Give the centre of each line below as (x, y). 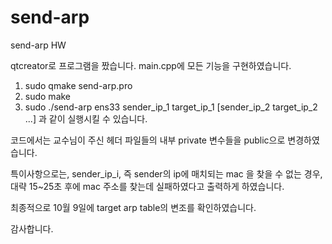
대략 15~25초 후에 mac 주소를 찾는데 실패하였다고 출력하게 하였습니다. (147, 186)
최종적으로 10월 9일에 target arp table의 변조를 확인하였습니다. (133, 207)
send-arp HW (38, 45)
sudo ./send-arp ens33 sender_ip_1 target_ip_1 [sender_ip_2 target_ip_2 (171, 107)
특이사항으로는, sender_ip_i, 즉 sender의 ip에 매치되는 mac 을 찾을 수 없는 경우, (166, 173)
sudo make (48, 96)
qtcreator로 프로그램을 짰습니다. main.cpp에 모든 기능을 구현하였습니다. (151, 65)
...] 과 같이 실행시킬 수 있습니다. (86, 118)
